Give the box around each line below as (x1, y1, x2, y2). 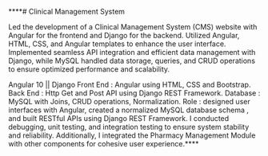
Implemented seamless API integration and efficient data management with (8, 48, 256, 57)
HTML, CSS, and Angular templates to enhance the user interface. (8, 39, 226, 49)
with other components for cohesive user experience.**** (8, 139, 199, 148)
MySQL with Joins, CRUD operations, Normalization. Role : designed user (8, 97, 250, 106)
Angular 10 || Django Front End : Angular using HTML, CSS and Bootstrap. (8, 80, 251, 89)
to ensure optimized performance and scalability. (8, 64, 170, 74)
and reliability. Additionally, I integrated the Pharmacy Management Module (8, 131, 256, 140)
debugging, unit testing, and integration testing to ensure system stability (8, 123, 250, 131)
